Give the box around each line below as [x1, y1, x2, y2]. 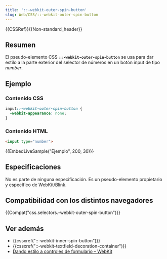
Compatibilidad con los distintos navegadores [5, 196, 153, 205]
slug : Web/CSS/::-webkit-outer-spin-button [5, 12, 99, 17]
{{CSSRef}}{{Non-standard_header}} [5, 26, 82, 32]
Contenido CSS [5, 95, 44, 102]
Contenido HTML [5, 127, 48, 135]
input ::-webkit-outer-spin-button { [5, 106, 82, 111]
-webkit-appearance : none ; [10, 111, 67, 116]
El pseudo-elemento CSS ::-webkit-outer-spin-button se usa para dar [5, 54, 154, 60]
